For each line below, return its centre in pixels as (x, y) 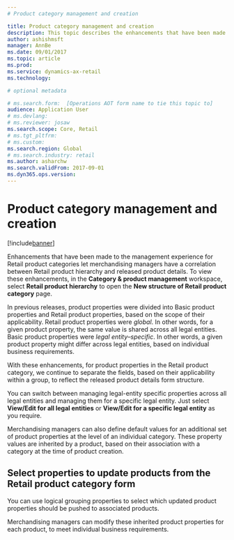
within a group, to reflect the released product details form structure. (106, 380)
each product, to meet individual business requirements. (88, 529)
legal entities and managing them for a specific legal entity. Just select (108, 401)
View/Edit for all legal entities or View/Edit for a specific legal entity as (111, 408)
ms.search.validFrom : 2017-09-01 (56, 168)
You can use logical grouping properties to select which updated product (112, 501)
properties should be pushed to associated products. (83, 508)
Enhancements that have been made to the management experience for (110, 256)
